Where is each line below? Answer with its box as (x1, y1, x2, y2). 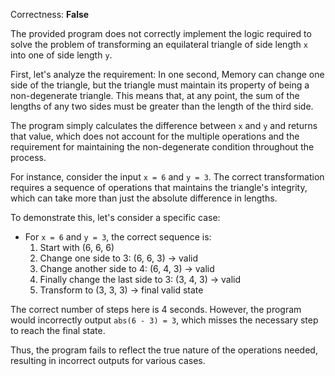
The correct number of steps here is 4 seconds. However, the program (10, 304, 302, 315)
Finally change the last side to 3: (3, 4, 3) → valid (39, 274, 242, 285)
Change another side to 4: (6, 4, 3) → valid (39, 263, 215, 274)
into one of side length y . (10, 49, 113, 61)
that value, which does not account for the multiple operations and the (10, 130, 300, 142)
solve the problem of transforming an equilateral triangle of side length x (10, 39, 308, 50)
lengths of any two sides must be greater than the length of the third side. (10, 100, 314, 112)
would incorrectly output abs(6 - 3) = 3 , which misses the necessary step (10, 314, 319, 326)
